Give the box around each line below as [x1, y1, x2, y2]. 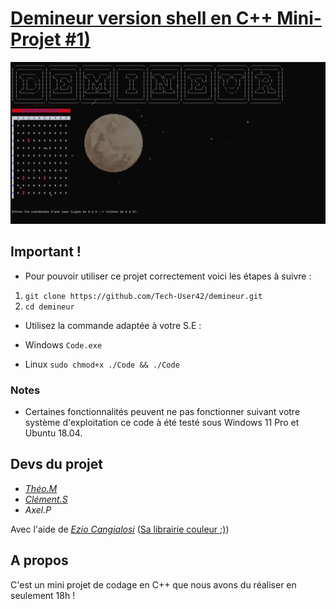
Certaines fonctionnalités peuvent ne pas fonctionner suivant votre [24, 405, 301, 417]
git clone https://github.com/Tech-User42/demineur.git [24, 291, 263, 301]
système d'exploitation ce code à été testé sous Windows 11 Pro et [24, 416, 300, 428]
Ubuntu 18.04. [24, 427, 83, 439]
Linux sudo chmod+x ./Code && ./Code [24, 358, 180, 370]
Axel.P [24, 503, 52, 516]
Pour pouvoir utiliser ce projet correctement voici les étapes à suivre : [24, 270, 312, 282]
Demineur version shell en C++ [10, 7, 273, 30]
